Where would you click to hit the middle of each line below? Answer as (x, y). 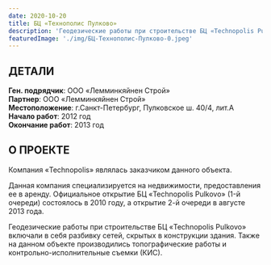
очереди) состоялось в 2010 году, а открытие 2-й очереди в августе (127, 202)
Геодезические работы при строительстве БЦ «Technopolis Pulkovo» (127, 226)
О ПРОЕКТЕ (39, 150)
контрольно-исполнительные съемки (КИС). (85, 252)
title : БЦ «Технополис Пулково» (63, 23)
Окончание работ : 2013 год (56, 125)
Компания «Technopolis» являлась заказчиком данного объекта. (120, 170)
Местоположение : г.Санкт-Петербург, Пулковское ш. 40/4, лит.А (121, 108)
